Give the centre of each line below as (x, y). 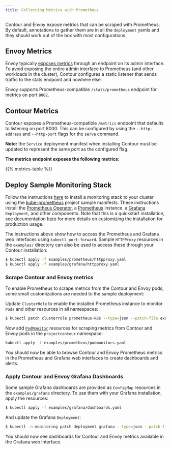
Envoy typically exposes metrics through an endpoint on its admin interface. (85, 64)
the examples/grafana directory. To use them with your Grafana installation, (83, 393)
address (13, 134)
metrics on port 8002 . (27, 95)
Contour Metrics (32, 111)
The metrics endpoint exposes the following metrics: (62, 159)
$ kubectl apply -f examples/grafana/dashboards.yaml (64, 408)
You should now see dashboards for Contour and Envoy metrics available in (84, 436)
